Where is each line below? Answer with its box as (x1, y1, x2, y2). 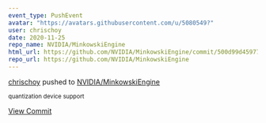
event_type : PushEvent (8, 11, 83, 20)
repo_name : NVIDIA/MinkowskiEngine (8, 41, 126, 49)
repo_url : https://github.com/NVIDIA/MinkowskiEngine (8, 56, 190, 64)
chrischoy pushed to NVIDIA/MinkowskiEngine (8, 76, 161, 87)
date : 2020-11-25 (8, 33, 66, 42)
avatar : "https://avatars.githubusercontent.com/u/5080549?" (8, 19, 215, 27)
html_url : (8, 48, 41, 56)
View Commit (8, 106, 52, 115)
